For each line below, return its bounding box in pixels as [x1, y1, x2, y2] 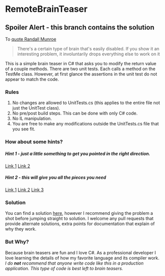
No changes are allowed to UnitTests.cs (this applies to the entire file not [12, 100, 161, 106]
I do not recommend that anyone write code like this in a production [5, 260, 144, 266]
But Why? [5, 238, 29, 245]
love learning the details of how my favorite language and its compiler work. [5, 255, 160, 261]
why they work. [5, 226, 37, 232]
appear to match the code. [5, 77, 59, 82]
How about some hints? [5, 138, 63, 145]
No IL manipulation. [12, 116, 52, 121]
